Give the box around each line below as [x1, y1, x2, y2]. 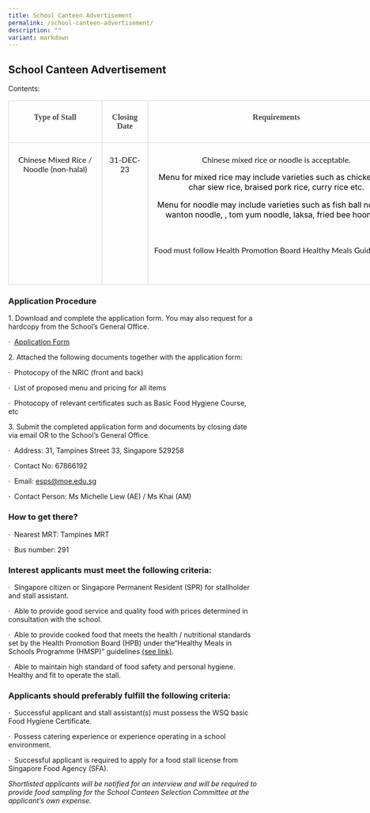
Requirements [252, 112, 300, 122]
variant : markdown [8, 33, 69, 42]
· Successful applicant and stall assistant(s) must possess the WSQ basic [8, 708, 249, 717]
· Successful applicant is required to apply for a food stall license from [8, 755, 239, 765]
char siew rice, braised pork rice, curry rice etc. [188, 182, 365, 193]
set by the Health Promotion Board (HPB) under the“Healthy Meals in [8, 638, 232, 648]
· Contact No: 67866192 [8, 461, 89, 471]
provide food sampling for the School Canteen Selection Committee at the [8, 788, 250, 797]
